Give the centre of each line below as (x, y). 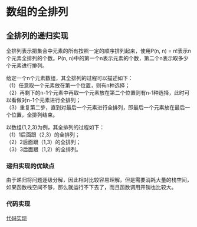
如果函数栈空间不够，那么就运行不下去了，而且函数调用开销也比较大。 (91, 187)
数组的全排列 (37, 12)
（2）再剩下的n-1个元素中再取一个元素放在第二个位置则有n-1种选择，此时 (95, 93)
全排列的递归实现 (37, 36)
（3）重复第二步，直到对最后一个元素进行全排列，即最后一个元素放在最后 (96, 107)
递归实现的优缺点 (30, 166)
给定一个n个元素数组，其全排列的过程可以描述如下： (70, 78)
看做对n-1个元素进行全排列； (46, 100)
